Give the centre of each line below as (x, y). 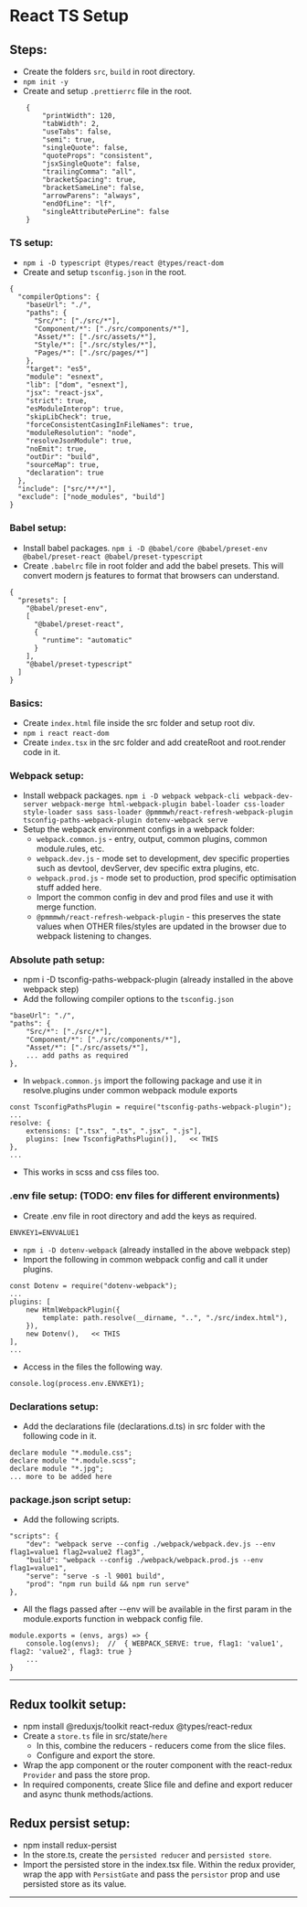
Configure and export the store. (95, 1755)
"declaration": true (65, 473)
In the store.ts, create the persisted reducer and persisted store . (147, 1855)
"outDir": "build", (63, 457)
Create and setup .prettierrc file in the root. (107, 91)
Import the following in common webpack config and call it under (145, 1259)
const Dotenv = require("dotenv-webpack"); (94, 1285)
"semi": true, (69, 140)
